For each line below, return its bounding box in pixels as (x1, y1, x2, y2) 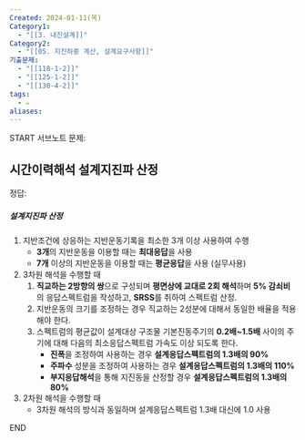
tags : (9, 89, 30, 98)
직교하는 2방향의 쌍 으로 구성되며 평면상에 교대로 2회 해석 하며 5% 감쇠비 (36, 281, 291, 292)
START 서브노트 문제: (9, 133, 86, 144)
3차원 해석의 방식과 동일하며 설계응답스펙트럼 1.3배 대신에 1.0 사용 (36, 404, 271, 415)
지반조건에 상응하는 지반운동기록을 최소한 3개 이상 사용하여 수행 (22, 235, 249, 246)
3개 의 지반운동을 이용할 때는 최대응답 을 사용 (36, 247, 193, 258)
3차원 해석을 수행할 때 (22, 270, 102, 281)
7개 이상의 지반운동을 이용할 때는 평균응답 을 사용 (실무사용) (36, 258, 247, 269)
